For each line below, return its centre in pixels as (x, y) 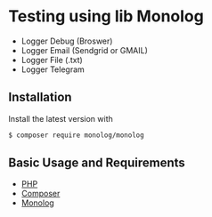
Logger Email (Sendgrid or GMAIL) (85, 50)
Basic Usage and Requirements (97, 163)
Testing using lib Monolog (106, 16)
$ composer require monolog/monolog (76, 135)
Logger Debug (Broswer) (67, 41)
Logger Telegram (53, 69)
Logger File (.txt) (52, 60)
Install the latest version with (61, 118)
